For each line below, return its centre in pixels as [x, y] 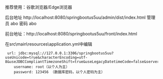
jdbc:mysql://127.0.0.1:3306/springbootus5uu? [66, 53]
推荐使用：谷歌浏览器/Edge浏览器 [39, 7]
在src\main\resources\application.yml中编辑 [49, 44]
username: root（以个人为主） [42, 67]
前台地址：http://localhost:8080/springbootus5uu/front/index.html [71, 34]
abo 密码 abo [24, 24]
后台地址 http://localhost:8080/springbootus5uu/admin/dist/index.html [75, 17]
